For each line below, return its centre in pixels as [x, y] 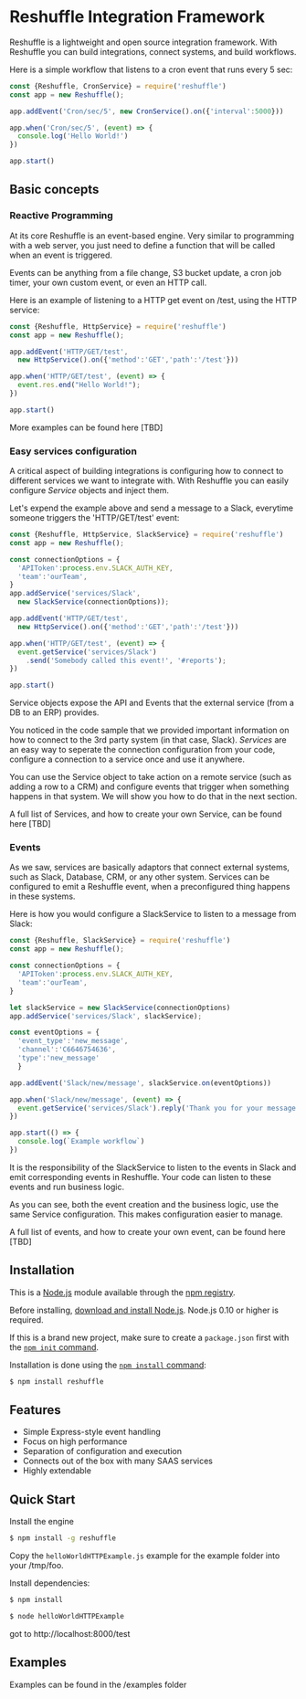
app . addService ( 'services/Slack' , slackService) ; [106, 1016]
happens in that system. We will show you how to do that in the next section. [153, 797]
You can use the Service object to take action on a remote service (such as [151, 777]
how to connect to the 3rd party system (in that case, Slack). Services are [148, 740]
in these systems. [42, 896]
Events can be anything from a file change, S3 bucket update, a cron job [146, 272]
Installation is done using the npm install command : [108, 1365]
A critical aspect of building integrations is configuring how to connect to [147, 471]
